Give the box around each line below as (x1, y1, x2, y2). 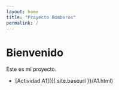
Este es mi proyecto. (6, 65, 57, 73)
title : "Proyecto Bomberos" (6, 14, 77, 20)
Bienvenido (6, 46, 64, 59)
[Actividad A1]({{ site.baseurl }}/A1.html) (14, 77, 114, 85)
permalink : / (6, 20, 39, 26)
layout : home (6, 8, 39, 15)
